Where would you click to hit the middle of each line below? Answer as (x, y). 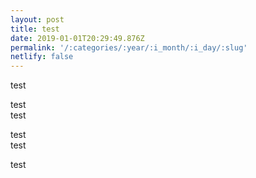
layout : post (37, 19)
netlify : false (42, 57)
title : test (35, 29)
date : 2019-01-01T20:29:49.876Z (77, 38)
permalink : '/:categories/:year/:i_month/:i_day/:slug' (129, 47)
